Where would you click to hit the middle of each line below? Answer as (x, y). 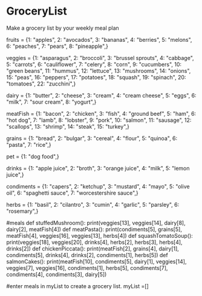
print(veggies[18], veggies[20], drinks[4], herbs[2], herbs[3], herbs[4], (94, 242)
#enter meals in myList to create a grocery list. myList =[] (78, 286)
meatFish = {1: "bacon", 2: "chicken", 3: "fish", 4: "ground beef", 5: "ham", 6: (101, 113)
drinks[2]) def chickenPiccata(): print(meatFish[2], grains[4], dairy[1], (93, 248)
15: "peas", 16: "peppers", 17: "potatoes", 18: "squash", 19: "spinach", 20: (96, 77)
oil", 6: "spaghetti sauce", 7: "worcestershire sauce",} (73, 193)
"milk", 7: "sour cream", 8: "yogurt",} (51, 102)
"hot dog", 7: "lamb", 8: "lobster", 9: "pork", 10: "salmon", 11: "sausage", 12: (99, 120)
